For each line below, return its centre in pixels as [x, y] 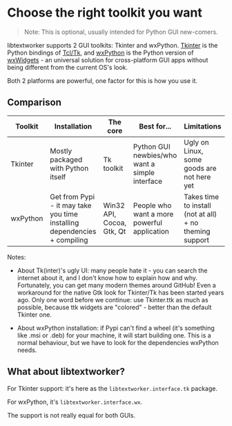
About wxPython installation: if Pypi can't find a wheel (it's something [116, 328]
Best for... [155, 126]
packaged [66, 159]
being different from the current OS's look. [68, 67]
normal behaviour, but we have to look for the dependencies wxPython [118, 342]
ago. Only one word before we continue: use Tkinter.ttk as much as [113, 299]
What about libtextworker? [66, 372]
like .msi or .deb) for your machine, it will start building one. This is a [114, 335]
